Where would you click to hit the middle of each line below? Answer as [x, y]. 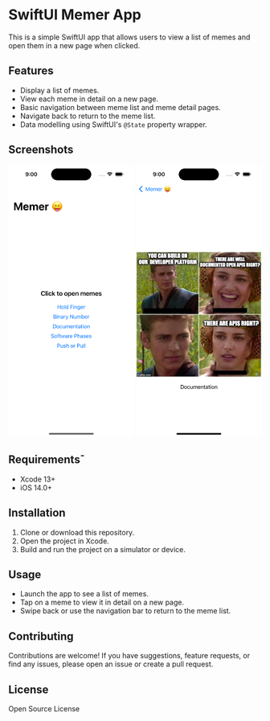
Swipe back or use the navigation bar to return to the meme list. [125, 611]
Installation [37, 513]
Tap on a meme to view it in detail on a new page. [102, 602]
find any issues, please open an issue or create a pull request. [111, 664]
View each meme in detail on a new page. [89, 99]
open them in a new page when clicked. [74, 45]
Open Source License [44, 708]
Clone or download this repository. [77, 532]
